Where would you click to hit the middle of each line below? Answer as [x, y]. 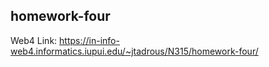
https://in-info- [89, 40]
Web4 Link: [34, 40]
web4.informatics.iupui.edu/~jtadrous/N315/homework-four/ [134, 51]
